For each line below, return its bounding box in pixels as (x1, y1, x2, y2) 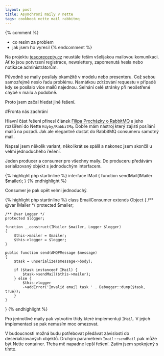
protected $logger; (5, 216, 45, 221)
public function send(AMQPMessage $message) (5, 250, 97, 255)
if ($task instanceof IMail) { (14, 268, 78, 273)
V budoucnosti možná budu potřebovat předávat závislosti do (5, 330, 130, 336)
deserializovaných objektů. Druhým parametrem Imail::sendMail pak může (5, 336, 157, 342)
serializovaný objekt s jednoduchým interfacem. (5, 163, 102, 169)
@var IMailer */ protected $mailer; (5, 202, 74, 208)
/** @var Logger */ (5, 212, 45, 217)
